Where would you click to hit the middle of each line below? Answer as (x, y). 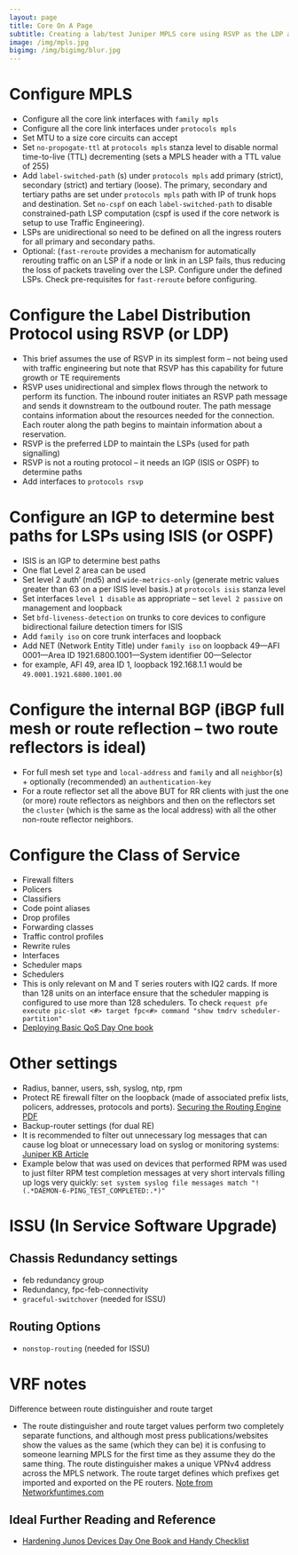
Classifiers (41, 899)
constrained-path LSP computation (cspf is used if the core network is (150, 213)
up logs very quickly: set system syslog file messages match (135, 1182)
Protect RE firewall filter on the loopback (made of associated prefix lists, (155, 1097)
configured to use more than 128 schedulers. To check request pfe (145, 1002)
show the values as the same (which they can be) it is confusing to (144, 1445)
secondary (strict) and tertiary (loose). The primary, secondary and (145, 185)
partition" (42, 1019)
